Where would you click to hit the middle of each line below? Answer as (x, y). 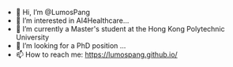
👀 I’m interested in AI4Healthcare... (72, 20)
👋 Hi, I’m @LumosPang (53, 12)
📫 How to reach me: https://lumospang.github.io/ (96, 54)
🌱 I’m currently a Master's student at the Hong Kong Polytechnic (120, 29)
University (32, 37)
